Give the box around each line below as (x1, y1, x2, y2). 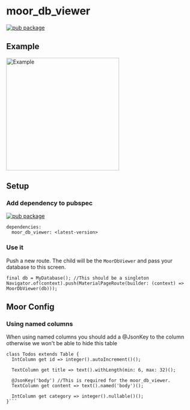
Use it (6, 243, 24, 252)
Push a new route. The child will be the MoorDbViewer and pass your (6, 257, 173, 264)
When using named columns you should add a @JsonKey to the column (6, 333, 185, 340)
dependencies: (6, 224, 42, 231)
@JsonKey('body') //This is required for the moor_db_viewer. (11, 378, 171, 384)
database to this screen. (6, 263, 66, 271)
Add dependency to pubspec (6, 199, 93, 208)
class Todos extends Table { (6, 351, 79, 358)
